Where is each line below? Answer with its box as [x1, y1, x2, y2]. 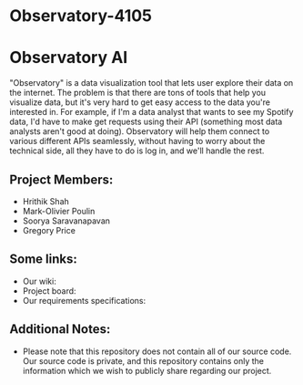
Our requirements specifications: [22, 295, 146, 306]
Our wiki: [22, 276, 56, 286]
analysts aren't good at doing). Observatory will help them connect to [9, 126, 270, 137]
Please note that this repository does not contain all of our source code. [22, 346, 292, 357]
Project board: [22, 285, 76, 297]
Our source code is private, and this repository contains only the [22, 355, 264, 366]
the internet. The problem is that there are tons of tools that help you [9, 88, 267, 99]
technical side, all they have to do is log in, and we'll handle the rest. [9, 145, 265, 156]
